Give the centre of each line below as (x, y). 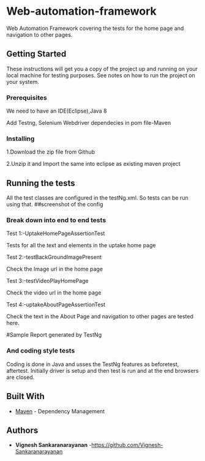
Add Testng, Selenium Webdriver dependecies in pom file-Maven (89, 123)
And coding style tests (41, 351)
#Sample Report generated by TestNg (54, 335)
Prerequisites (27, 97)
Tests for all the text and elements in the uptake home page (81, 245)
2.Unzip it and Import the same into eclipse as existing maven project (93, 164)
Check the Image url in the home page (54, 269)
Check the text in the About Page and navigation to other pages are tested (100, 317)
